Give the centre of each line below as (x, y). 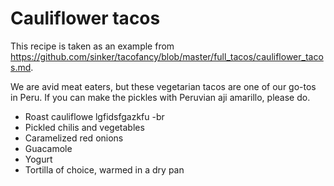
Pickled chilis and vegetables (84, 127)
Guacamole (48, 148)
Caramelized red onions (74, 138)
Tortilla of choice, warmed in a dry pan (104, 169)
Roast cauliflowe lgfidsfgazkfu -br (94, 116)
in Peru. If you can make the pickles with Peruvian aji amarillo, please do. (160, 97)
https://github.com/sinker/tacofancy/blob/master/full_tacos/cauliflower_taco (167, 56)
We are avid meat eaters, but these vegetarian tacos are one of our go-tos (163, 86)
